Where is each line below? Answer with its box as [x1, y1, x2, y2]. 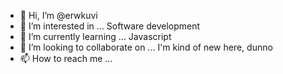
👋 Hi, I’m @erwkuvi [19, 10, 98, 21]
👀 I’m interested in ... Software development [19, 20, 201, 32]
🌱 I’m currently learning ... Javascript [19, 31, 172, 42]
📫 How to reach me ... [19, 53, 113, 64]
